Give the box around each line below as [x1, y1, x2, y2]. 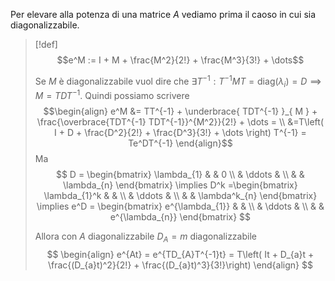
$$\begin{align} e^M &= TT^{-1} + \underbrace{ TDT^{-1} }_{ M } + [43, 105, 318, 118]
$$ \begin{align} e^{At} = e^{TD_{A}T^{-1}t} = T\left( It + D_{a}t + [46, 248, 315, 260]
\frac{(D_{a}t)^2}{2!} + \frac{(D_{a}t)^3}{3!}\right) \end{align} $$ [47, 259, 313, 271]
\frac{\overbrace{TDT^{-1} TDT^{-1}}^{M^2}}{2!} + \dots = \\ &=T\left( [36, 116, 325, 128]
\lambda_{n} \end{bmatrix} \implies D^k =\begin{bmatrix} [63, 179, 298, 191]
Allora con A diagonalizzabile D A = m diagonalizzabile [34, 230, 257, 244]
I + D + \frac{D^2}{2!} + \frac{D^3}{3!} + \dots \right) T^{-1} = [54, 127, 307, 139]
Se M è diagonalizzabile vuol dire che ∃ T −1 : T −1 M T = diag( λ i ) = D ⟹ [34, 74, 322, 89]
